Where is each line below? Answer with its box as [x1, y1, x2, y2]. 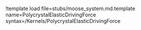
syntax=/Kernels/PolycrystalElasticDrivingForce [5, 18, 121, 24]
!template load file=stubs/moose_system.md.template [5, 5, 136, 12]
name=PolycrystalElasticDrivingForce [5, 11, 96, 18]
